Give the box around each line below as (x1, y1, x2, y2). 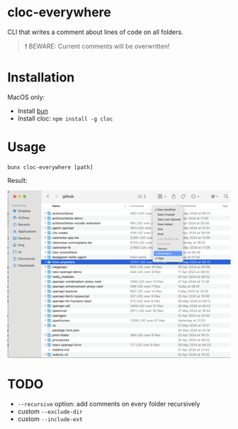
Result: (7, 176, 28, 184)
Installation (7, 69, 75, 86)
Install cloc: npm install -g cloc (17, 114, 113, 123)
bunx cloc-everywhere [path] (7, 164, 93, 171)
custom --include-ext (17, 415, 83, 423)
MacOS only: (7, 93, 45, 101)
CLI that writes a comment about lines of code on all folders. (7, 28, 183, 36)
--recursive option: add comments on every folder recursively (17, 400, 200, 408)
